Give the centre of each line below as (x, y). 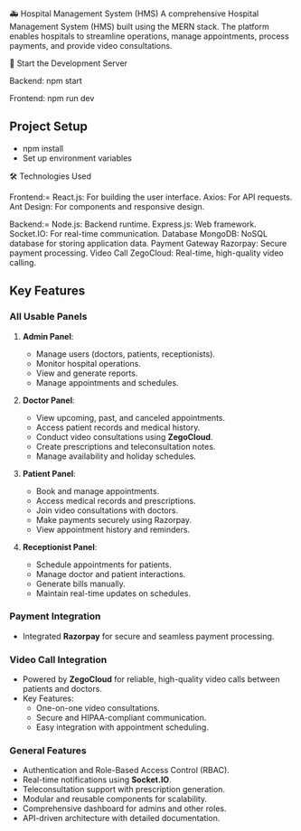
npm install (43, 148)
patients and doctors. (62, 689)
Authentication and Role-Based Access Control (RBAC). (126, 770)
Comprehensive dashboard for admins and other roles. (124, 808)
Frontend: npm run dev (52, 98)
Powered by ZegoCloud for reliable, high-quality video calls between (151, 679)
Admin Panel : (48, 336)
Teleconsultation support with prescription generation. (124, 789)
